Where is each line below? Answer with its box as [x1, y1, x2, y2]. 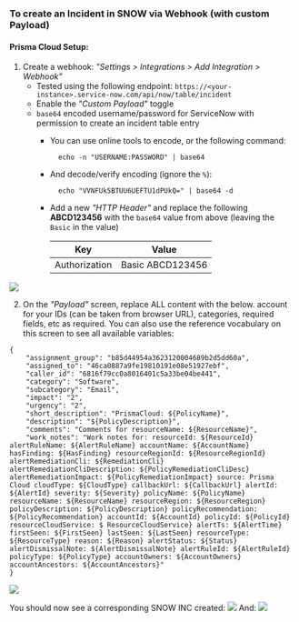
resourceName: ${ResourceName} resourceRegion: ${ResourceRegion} [9, 497, 266, 507]
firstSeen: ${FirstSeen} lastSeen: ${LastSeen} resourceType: [9, 528, 250, 538]
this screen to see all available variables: [22, 328, 174, 339]
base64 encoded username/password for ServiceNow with [35, 108, 254, 119]
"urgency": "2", [25, 401, 88, 411]
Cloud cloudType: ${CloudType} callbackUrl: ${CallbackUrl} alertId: [9, 481, 279, 490]
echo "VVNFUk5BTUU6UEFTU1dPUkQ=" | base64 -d [57, 186, 234, 196]
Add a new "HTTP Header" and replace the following [49, 203, 248, 214]
